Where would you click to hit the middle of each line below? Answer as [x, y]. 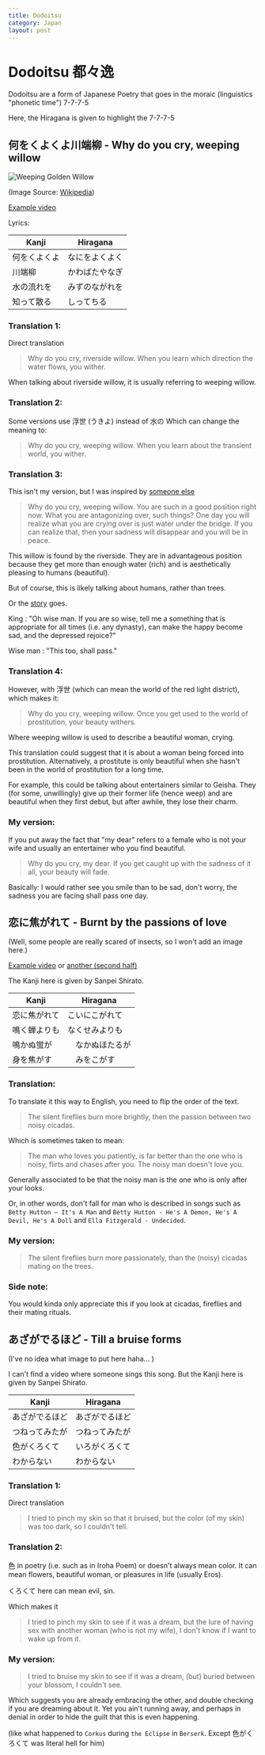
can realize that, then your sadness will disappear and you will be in [138, 532]
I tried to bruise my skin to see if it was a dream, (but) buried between [141, 1677]
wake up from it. [54, 1639]
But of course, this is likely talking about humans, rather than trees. [117, 588]
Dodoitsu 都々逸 [61, 72]
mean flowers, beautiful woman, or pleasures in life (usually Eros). [116, 1574]
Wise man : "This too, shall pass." [62, 651]
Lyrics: [19, 223]
